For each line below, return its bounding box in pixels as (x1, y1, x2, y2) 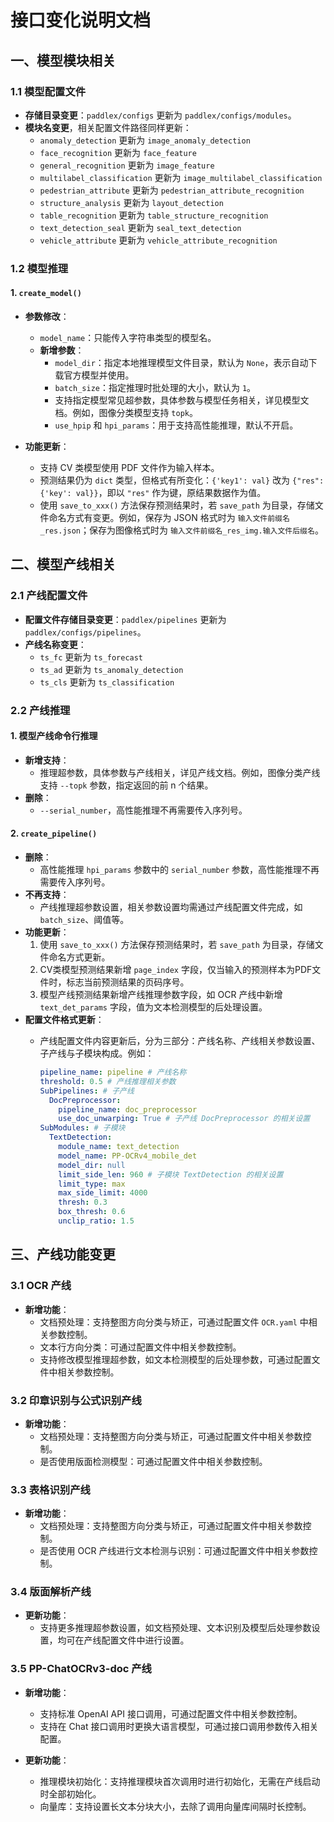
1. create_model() (10, 287, 82, 299)
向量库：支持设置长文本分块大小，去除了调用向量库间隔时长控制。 (39, 1800, 312, 1812)
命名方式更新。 (48, 951, 111, 963)
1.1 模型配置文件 (10, 84, 87, 98)
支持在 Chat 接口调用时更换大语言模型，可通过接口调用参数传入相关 (39, 1720, 319, 1732)
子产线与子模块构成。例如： (39, 1047, 155, 1060)
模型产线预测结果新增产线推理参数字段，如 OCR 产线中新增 (39, 989, 283, 1001)
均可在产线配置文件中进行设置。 (57, 1634, 190, 1646)
